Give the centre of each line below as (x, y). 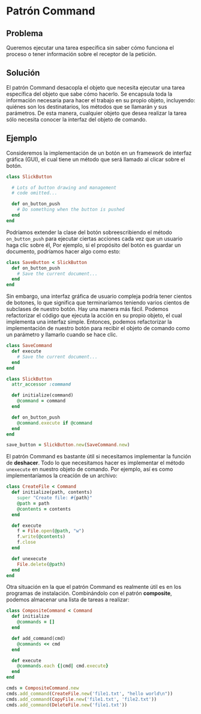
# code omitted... (35, 193)
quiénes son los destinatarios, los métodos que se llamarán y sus (87, 106)
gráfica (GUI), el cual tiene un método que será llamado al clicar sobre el (96, 159)
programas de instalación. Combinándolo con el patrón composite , (89, 593)
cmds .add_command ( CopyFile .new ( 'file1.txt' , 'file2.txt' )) (82, 699)
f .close (26, 543)
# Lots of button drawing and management (64, 188)
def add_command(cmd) (39, 638)
